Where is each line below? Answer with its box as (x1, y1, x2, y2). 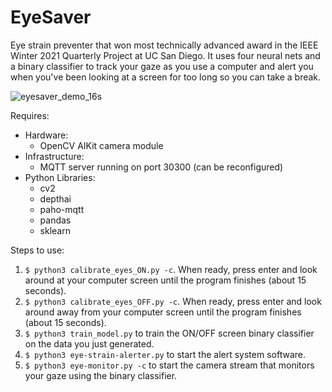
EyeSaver (10, 6, 92, 29)
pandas (39, 214, 72, 226)
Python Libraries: (24, 171, 96, 183)
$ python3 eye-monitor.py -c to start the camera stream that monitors (24, 359, 315, 371)
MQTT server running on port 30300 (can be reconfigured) (39, 161, 284, 173)
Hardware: (24, 129, 69, 141)
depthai (39, 192, 72, 205)
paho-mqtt (39, 203, 85, 215)
